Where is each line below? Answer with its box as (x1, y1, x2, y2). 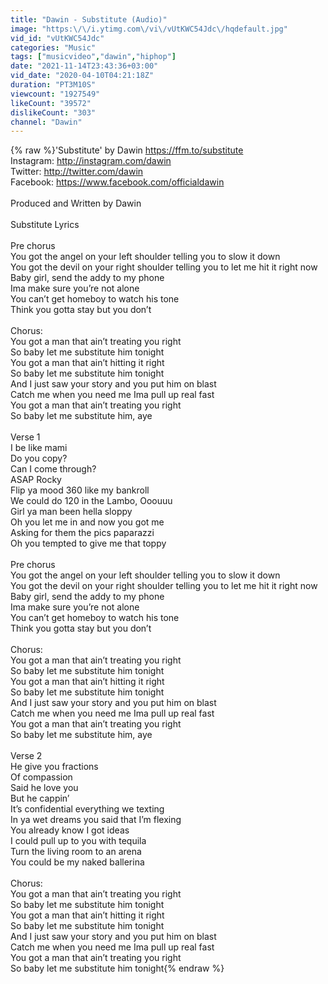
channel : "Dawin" (10, 117, 83, 127)
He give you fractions (10, 761, 99, 773)
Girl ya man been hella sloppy (10, 506, 133, 518)
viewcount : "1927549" (10, 89, 101, 99)
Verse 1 (10, 431, 41, 443)
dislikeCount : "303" (10, 107, 97, 118)
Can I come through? (10, 463, 97, 475)
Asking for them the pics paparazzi (10, 527, 155, 539)
